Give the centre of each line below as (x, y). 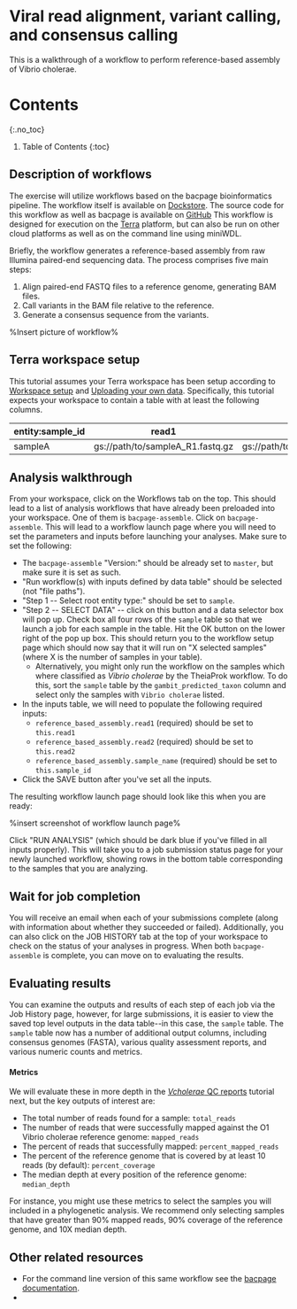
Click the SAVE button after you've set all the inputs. (117, 779)
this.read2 (55, 752)
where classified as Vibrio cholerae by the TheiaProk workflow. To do (161, 676)
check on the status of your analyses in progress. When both (120, 946)
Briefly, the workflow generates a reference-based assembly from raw (137, 251)
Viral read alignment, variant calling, (145, 16)
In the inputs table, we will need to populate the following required (142, 704)
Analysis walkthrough (71, 477)
